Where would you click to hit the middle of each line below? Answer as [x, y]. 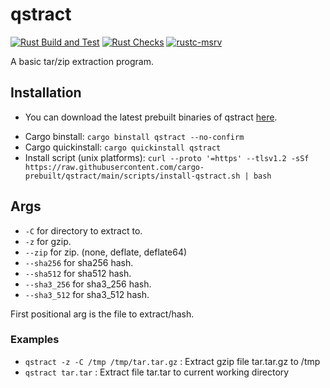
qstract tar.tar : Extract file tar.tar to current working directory [157, 372]
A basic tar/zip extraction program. [82, 61]
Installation [46, 93]
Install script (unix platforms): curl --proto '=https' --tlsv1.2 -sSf [167, 157]
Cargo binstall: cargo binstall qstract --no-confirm [134, 136]
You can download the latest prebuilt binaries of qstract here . [151, 117]
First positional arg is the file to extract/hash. [102, 314]
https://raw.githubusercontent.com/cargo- [114, 167]
